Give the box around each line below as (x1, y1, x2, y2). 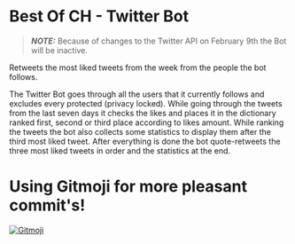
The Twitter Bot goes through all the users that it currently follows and (9, 89, 265, 99)
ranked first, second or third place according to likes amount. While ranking (9, 117, 284, 128)
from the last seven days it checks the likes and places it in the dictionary (9, 107, 276, 118)
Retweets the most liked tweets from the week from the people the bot (9, 62, 267, 73)
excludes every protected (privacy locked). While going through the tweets (9, 98, 283, 108)
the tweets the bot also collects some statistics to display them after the (9, 126, 272, 137)
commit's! (9, 195, 86, 216)
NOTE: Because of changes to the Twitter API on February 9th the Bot (30, 35, 287, 46)
